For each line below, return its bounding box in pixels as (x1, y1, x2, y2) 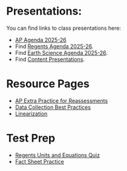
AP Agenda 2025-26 (15, 36, 67, 43)
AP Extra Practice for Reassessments (15, 97, 108, 104)
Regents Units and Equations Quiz (15, 151, 100, 159)
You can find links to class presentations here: (6, 24, 122, 32)
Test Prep (6, 131, 56, 145)
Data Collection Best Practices (15, 103, 91, 111)
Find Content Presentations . (15, 55, 85, 63)
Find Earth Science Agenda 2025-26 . (15, 49, 108, 56)
